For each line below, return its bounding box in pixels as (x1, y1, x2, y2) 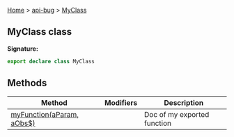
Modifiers (104, 97, 138, 107)
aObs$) (10, 118, 36, 128)
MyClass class (7, 26, 72, 38)
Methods (7, 77, 47, 89)
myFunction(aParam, (10, 109, 79, 119)
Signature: (7, 45, 38, 53)
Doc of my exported (143, 109, 210, 119)
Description (164, 97, 204, 107)
